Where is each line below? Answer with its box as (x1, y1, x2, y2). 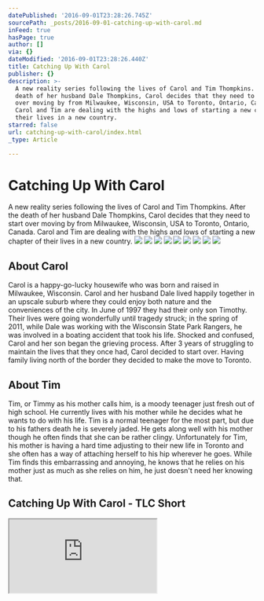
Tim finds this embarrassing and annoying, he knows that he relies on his (8, 457, 245, 467)
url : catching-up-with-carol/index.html (8, 128, 143, 136)
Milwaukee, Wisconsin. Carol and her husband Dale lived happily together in (8, 288, 255, 299)
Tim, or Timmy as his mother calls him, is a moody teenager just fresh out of (8, 399, 255, 409)
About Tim (8, 378, 61, 391)
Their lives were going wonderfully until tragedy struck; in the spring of (8, 313, 238, 323)
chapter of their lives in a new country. (8, 236, 133, 246)
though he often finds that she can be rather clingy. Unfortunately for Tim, (8, 433, 247, 442)
